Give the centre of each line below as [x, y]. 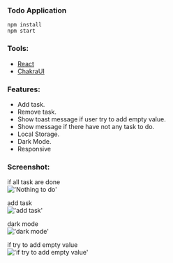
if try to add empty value [43, 245]
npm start [22, 31]
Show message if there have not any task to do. [86, 126]
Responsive [34, 149]
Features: [24, 89]
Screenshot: [29, 167]
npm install [24, 25]
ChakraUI [31, 71]
